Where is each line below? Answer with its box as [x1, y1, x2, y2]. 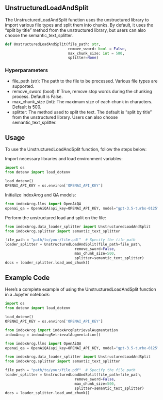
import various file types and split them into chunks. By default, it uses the [5, 22, 154, 28]
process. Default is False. [12, 94, 63, 99]
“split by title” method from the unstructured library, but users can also [5, 27, 146, 33]
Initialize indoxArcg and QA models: [5, 192, 76, 198]
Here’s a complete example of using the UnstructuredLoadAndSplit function [5, 286, 156, 292]
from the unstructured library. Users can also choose [12, 114, 118, 120]
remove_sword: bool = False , [67, 46, 127, 51]
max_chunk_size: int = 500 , [67, 51, 125, 56]
